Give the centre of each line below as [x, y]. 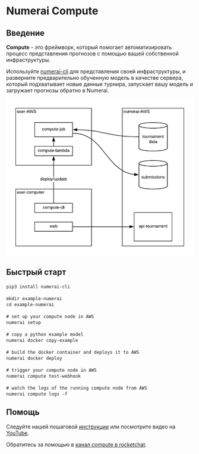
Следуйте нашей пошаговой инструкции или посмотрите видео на [91, 427]
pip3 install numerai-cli [38, 287]
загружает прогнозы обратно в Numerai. [58, 90]
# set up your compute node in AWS [50, 316]
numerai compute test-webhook [44, 376]
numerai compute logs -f [37, 394]
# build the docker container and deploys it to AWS [73, 352]
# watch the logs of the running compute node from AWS [77, 388]
